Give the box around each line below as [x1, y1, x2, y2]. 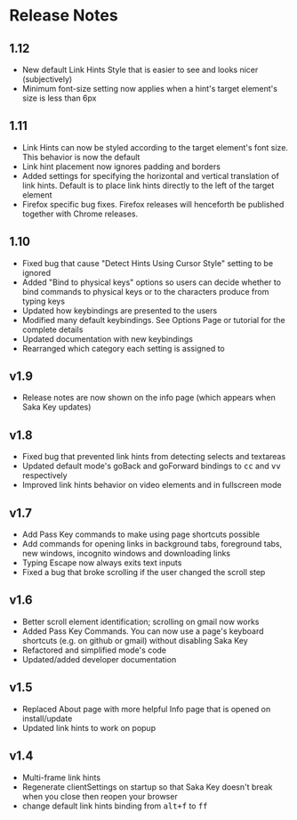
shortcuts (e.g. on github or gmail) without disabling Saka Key [21, 635, 249, 645]
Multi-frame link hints [21, 772, 100, 783]
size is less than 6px [21, 93, 97, 103]
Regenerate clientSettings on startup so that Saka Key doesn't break [21, 781, 273, 792]
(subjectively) [21, 74, 73, 85]
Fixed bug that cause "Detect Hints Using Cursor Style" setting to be [21, 257, 274, 268]
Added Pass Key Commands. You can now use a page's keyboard [21, 625, 264, 637]
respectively [21, 470, 68, 481]
